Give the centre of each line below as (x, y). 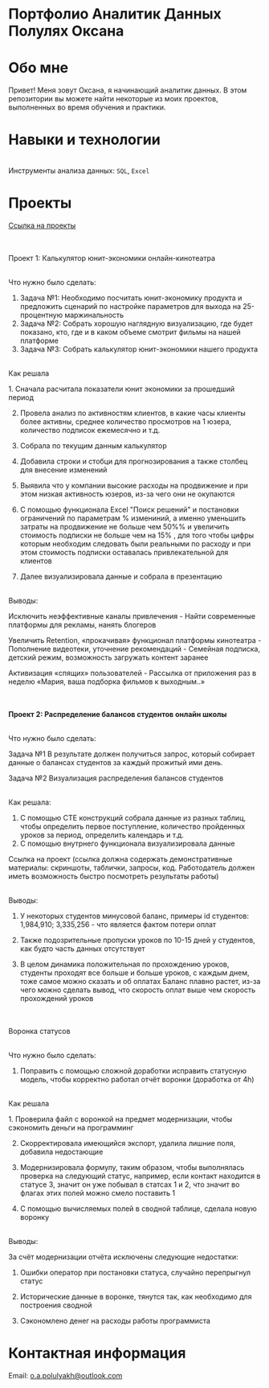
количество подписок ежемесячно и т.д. (90, 430)
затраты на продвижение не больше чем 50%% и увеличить (125, 527)
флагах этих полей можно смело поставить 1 (98, 1193)
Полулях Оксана (66, 31)
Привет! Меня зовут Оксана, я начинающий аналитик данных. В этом (128, 90)
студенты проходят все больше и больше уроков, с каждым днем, (134, 973)
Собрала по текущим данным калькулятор (93, 446)
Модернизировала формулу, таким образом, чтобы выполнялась (132, 1167)
